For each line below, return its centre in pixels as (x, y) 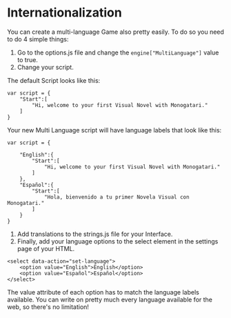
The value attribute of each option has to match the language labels (103, 292)
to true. (27, 59)
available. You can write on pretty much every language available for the (110, 299)
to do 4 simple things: (38, 39)
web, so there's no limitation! (48, 307)
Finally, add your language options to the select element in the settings (118, 241)
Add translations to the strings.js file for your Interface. (95, 234)
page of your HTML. (46, 248)
